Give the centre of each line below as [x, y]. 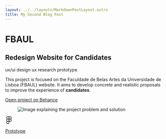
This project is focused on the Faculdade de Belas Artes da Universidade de [83, 79]
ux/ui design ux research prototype [41, 69]
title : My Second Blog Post [34, 14]
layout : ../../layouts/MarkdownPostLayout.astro [57, 10]
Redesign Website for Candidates [58, 58]
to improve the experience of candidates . [48, 90]
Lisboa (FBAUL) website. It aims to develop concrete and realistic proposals [83, 84]
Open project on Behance [32, 99]
